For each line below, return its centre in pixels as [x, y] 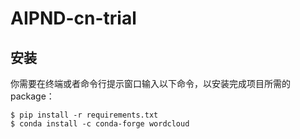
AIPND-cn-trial [73, 18]
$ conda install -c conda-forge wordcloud [100, 124]
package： [32, 96]
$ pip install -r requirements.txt [84, 115]
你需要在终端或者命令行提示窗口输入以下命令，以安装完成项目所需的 [150, 83]
